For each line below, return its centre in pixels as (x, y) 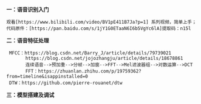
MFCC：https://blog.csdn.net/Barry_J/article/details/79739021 (90, 53)
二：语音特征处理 (28, 41)
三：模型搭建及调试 (30, 95)
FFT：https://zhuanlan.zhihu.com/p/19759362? (83, 71)
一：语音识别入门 (28, 9)
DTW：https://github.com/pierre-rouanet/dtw (66, 83)
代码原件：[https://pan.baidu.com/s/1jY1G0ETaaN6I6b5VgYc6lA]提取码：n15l (99, 28)
